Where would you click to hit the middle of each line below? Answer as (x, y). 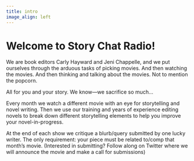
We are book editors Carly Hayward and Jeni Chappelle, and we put (88, 62)
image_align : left (28, 17)
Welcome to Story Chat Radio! (81, 46)
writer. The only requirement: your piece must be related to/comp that (90, 140)
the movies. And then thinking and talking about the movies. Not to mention (97, 74)
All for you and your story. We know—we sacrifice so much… (80, 92)
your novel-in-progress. (35, 122)
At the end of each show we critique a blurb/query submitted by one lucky (96, 133)
